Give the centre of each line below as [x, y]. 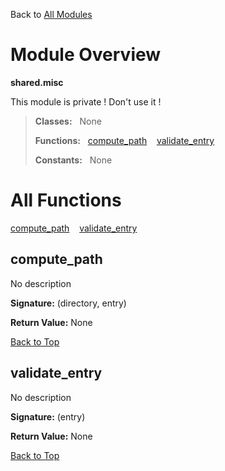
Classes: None [68, 121]
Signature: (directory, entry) [68, 303]
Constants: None [73, 160]
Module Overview [86, 55]
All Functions [66, 200]
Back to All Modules [51, 14]
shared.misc [37, 82]
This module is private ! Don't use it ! [86, 101]
